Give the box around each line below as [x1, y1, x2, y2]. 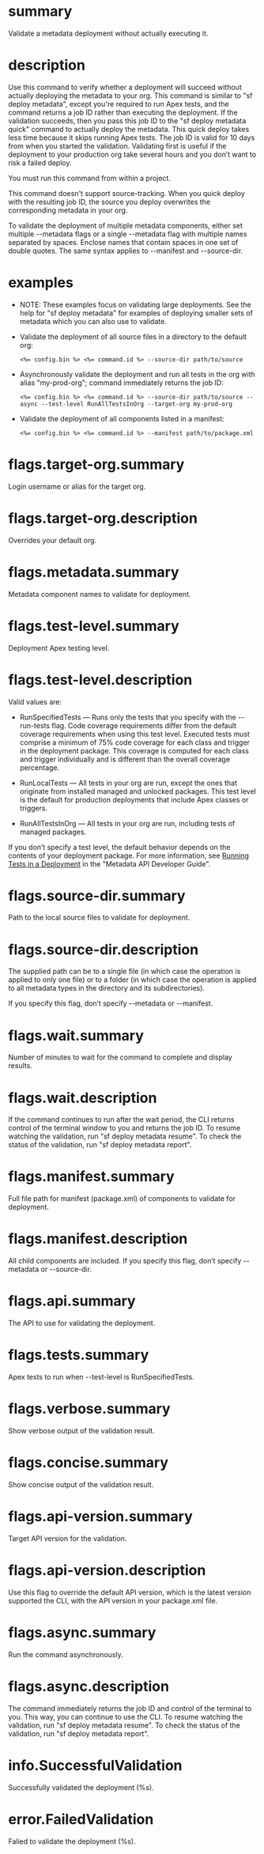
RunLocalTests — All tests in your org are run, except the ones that [19, 778, 238, 787]
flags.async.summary [8, 1623, 157, 1641]
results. [8, 1061, 33, 1070]
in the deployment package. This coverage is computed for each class [19, 746, 249, 755]
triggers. [19, 803, 48, 813]
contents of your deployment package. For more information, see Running [8, 851, 249, 860]
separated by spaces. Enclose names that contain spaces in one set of [8, 237, 239, 247]
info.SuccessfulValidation [8, 1756, 183, 1774]
